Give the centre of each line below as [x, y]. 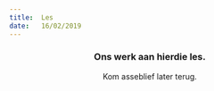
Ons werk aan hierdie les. [150, 57]
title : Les [31, 17]
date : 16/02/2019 [45, 26]
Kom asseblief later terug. [150, 76]
